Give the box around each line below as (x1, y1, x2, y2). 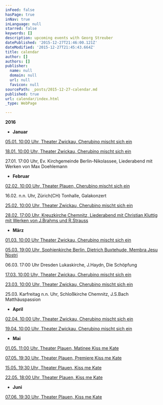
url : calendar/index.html (5, 96, 59, 101)
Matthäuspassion (5, 296, 41, 302)
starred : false (5, 26, 37, 31)
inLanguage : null (5, 21, 42, 27)
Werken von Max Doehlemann (5, 164, 68, 170)
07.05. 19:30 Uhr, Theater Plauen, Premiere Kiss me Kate (5, 355, 122, 361)
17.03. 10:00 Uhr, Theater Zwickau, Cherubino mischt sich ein (5, 272, 132, 278)
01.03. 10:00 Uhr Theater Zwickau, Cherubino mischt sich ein (5, 237, 131, 243)
